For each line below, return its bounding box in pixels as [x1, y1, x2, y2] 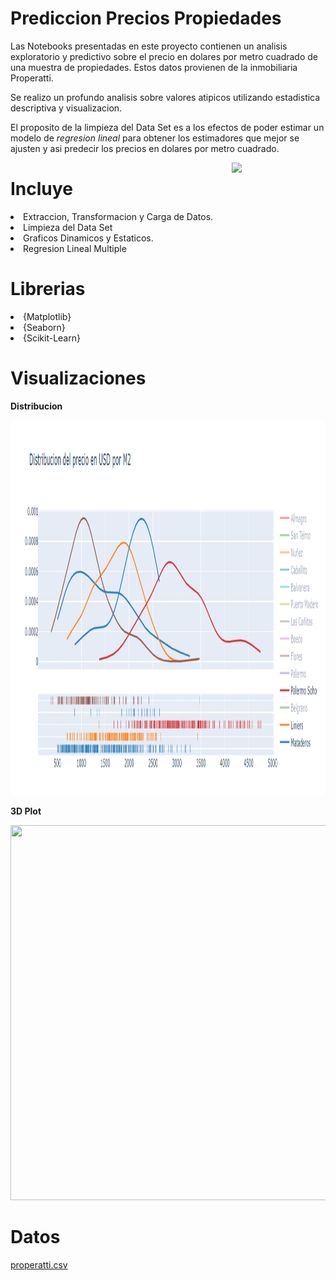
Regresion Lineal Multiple [23, 242, 127, 254]
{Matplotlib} [23, 310, 72, 322]
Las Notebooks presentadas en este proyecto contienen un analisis [10, 40, 288, 52]
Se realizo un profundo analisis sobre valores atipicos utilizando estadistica [10, 91, 321, 103]
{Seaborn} [23, 321, 66, 333]
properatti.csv [10, 1258, 68, 1271]
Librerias [10, 278, 86, 301]
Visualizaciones [10, 367, 147, 389]
